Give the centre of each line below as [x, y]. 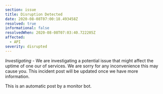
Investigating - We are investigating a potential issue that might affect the [79, 60]
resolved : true [21, 23]
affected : [15, 38]
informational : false [27, 28]
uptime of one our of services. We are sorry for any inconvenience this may [82, 66]
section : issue [21, 10]
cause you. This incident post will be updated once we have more [72, 71]
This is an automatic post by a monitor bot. [49, 86]
